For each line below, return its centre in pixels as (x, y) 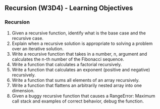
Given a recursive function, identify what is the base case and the (79, 33)
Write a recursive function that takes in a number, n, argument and (79, 54)
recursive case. (27, 38)
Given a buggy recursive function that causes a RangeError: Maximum (83, 96)
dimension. (23, 90)
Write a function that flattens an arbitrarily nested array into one (77, 85)
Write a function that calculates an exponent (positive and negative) (81, 70)
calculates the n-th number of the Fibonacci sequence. (68, 59)
